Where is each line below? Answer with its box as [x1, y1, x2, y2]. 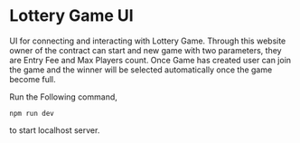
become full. [9, 73, 56, 84]
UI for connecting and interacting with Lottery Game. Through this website [9, 35, 286, 46]
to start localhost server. [9, 124, 100, 136]
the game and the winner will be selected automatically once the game [9, 64, 273, 75]
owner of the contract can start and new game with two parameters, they [9, 44, 282, 55]
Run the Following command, [9, 91, 117, 102]
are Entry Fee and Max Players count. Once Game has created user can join [9, 54, 292, 65]
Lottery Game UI [9, 5, 134, 26]
